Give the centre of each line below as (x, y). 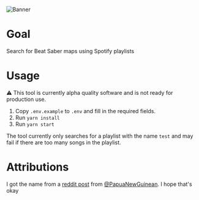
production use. (26, 99)
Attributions (38, 167)
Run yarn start (35, 124)
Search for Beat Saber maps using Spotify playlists (70, 51)
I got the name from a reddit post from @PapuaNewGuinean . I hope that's (99, 184)
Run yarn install (37, 117)
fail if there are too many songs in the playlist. (64, 142)
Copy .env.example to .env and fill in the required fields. (85, 111)
